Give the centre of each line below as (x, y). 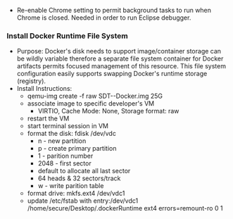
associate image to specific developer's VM (91, 104)
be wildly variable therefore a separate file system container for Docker (120, 58)
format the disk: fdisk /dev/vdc (72, 134)
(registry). (31, 81)
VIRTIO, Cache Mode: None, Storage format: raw (108, 111)
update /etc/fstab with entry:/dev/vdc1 (83, 201)
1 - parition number (65, 156)
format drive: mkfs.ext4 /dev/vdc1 (76, 194)
